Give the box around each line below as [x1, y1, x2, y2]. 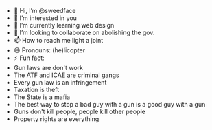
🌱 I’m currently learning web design [13, 21, 115, 29]
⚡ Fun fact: [13, 54, 45, 62]
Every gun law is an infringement [13, 78, 107, 86]
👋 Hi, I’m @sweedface [13, 7, 77, 14]
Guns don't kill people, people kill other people [13, 107, 145, 116]
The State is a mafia [13, 93, 71, 101]
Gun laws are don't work [13, 64, 84, 72]
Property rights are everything [13, 115, 99, 123]
